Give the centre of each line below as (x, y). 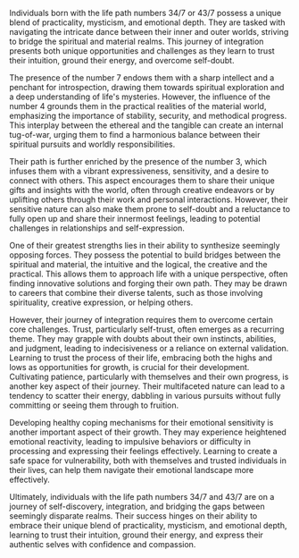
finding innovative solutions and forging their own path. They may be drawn (148, 283)
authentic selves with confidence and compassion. (103, 544)
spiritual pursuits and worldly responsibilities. (92, 144)
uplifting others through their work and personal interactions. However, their (149, 199)
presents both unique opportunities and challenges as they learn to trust (142, 51)
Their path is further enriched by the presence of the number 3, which (138, 161)
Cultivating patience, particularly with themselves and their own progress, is (149, 376)
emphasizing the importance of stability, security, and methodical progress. (148, 116)
